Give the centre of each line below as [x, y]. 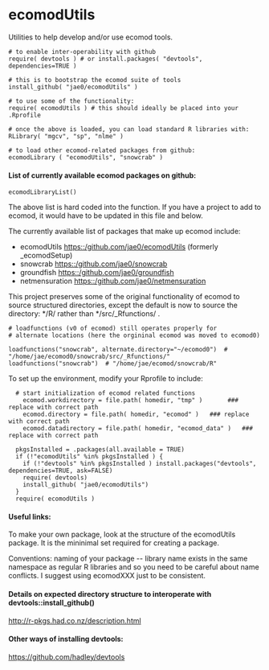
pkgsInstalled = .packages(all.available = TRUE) [100, 450]
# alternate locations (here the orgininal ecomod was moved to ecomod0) [134, 335]
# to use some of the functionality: [71, 101]
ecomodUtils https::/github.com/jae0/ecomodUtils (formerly [119, 247]
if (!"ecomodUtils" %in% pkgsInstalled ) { [89, 457]
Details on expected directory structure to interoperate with [110, 594]
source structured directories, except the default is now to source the [123, 305]
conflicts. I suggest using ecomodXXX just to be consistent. [107, 576]
